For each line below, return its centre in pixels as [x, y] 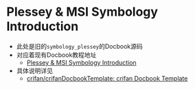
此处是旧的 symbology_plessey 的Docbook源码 [80, 46]
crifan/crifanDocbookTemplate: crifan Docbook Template [107, 78]
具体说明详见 [34, 71]
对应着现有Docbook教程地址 [56, 55]
